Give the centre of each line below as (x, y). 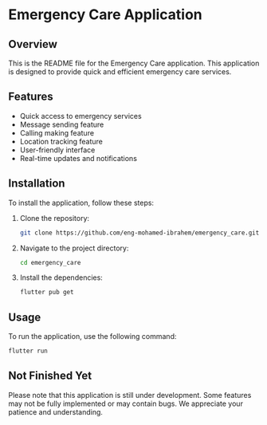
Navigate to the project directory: (74, 248)
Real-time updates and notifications (79, 158)
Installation (37, 184)
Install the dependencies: (61, 277)
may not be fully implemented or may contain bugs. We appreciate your (126, 403)
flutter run (28, 351)
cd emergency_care (50, 262)
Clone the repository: (55, 218)
